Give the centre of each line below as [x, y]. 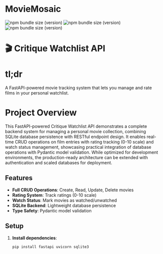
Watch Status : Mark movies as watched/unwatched [64, 200]
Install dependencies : [34, 238]
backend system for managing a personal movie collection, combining [76, 131]
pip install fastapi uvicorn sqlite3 [51, 247]
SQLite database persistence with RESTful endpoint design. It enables [75, 137]
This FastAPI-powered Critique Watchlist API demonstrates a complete [76, 126]
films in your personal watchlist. [37, 93]
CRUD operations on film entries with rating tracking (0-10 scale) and [84, 142]
